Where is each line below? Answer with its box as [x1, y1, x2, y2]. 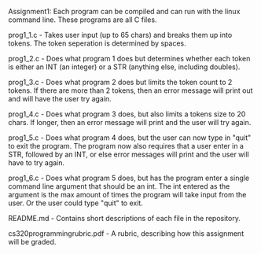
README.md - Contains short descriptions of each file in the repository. [8, 214, 241, 223]
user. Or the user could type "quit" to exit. [8, 198, 143, 208]
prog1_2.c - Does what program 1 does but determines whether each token [8, 54, 251, 63]
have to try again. [8, 158, 65, 167]
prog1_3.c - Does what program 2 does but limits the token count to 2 [8, 78, 233, 87]
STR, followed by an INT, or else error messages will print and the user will [8, 149, 249, 159]
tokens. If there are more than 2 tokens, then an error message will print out [8, 86, 253, 95]
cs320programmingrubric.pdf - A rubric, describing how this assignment [8, 229, 244, 238]
